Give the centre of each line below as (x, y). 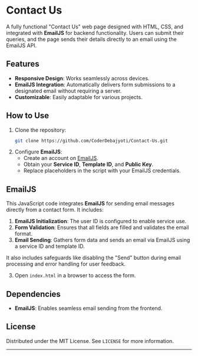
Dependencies (33, 294)
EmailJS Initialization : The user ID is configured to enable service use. (100, 221)
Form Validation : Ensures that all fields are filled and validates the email (102, 227)
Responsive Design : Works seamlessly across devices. (82, 78)
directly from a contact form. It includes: (55, 210)
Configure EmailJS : (38, 152)
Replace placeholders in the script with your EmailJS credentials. (102, 171)
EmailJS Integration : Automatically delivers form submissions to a (95, 84)
